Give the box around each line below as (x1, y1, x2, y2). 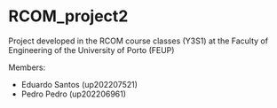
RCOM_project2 (8, 6, 129, 27)
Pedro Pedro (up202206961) (20, 89, 126, 99)
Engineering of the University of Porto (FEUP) (8, 44, 175, 55)
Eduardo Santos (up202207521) (20, 79, 138, 89)
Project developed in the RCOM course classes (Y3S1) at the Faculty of (8, 35, 268, 46)
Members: (8, 62, 46, 73)
